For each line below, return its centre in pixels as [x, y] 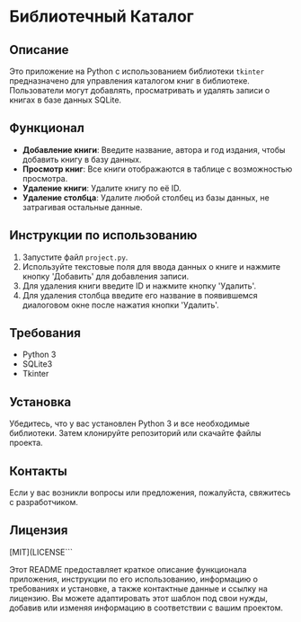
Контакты [38, 471]
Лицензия [39, 531]
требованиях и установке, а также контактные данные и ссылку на [138, 588]
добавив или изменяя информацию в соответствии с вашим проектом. [146, 608]
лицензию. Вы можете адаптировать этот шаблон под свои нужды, [138, 598]
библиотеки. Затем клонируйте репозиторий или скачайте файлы [136, 433]
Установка [40, 402]
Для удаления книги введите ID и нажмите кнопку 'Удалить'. [139, 286]
